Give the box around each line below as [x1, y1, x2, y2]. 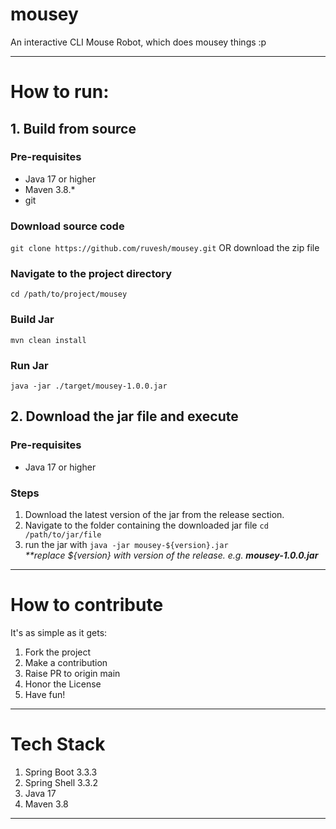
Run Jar [10, 358, 49, 372]
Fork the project [24, 646, 92, 658]
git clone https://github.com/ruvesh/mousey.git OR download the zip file [10, 242, 320, 254]
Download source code [10, 219, 125, 233]
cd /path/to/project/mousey [10, 289, 128, 300]
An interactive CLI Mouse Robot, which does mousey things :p [10, 36, 267, 48]
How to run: [10, 81, 110, 103]
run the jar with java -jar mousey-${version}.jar [24, 538, 229, 550]
